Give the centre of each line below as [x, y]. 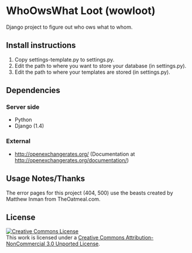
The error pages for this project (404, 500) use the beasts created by [90, 193]
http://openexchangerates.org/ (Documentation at [75, 154]
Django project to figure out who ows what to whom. [69, 27]
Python [23, 120]
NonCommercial [26, 244]
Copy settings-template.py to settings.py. [64, 59]
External [18, 141]
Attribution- [140, 238]
